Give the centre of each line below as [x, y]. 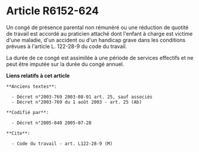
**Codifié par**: [28, 112]
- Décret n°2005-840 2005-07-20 [52, 123]
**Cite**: [18, 133]
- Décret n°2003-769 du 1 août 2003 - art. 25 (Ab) [77, 102]
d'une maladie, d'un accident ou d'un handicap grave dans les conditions [96, 40]
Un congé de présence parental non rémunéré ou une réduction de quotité [97, 27]
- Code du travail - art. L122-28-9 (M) [62, 144]
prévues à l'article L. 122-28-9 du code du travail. [67, 46]
